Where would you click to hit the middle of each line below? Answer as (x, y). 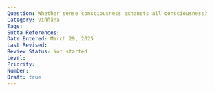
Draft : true (24, 77)
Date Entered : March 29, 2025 (51, 39)
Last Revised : (28, 45)
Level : (17, 58)
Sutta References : (33, 32)
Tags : (15, 26)
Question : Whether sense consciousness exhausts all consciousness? (107, 13)
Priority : (21, 64)
